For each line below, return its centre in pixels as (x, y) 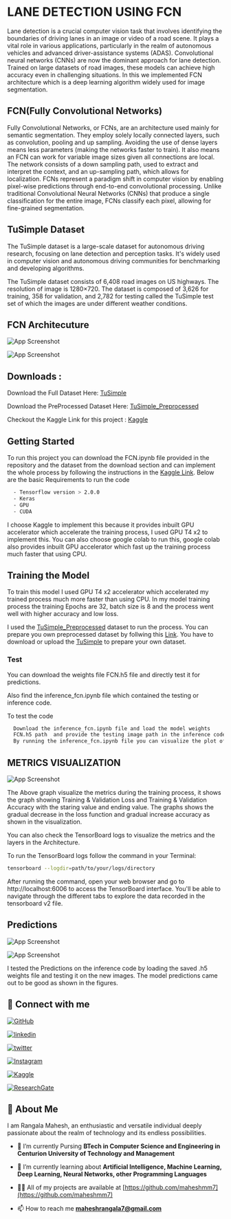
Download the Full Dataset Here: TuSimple (67, 393)
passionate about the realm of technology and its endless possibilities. (107, 1133)
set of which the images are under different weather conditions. (97, 303)
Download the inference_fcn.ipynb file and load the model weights (112, 728)
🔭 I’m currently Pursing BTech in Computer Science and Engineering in (119, 1146)
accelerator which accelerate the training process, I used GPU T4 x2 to (108, 532)
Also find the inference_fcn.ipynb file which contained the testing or (103, 695)
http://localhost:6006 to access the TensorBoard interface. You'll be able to (114, 888)
